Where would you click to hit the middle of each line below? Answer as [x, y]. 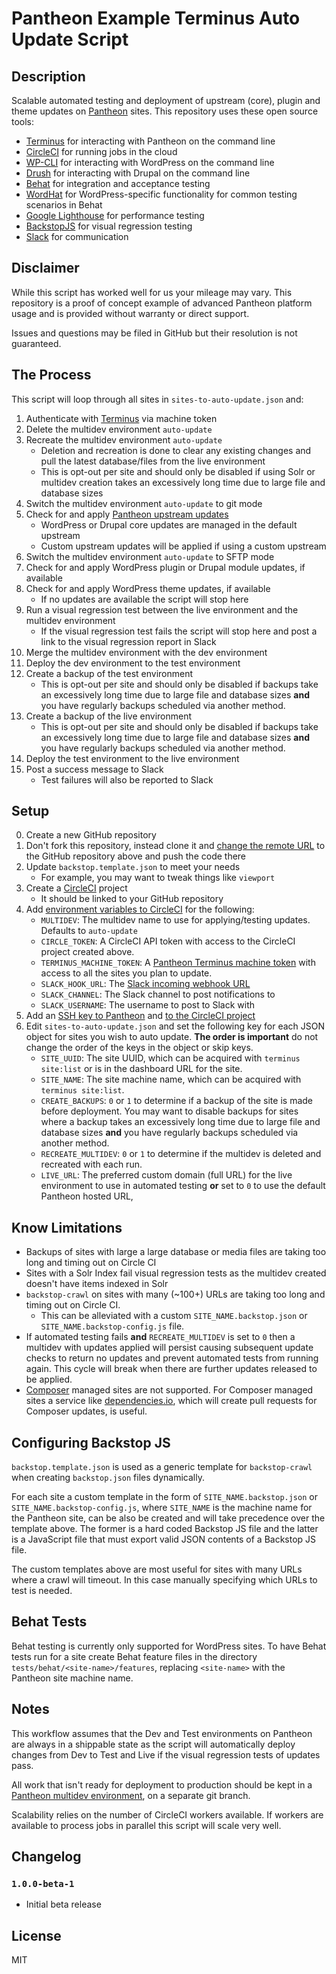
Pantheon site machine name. [72, 1678]
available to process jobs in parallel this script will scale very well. [146, 1825]
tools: [23, 121]
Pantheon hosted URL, [87, 1196]
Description [48, 76]
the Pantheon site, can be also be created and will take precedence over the [168, 1518]
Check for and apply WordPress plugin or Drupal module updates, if [165, 567]
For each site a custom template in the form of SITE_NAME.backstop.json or [164, 1497]
